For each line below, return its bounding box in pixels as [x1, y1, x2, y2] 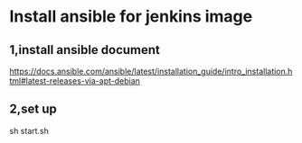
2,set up [9, 102, 57, 117]
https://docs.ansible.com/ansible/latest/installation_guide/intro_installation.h [9, 66, 293, 76]
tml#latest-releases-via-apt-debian [9, 76, 140, 86]
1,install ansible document [9, 42, 161, 58]
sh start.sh [9, 125, 50, 136]
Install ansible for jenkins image [9, 6, 253, 27]
